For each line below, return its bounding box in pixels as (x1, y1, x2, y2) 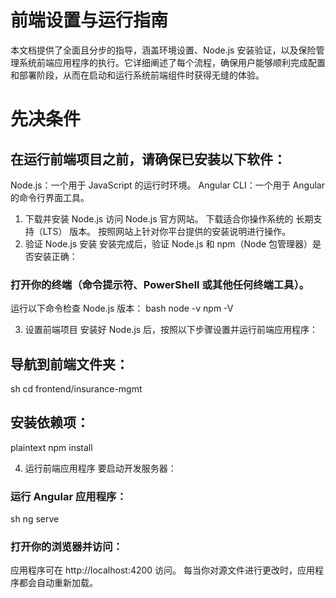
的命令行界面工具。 (10, 191, 90, 203)
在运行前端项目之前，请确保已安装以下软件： (10, 151, 287, 168)
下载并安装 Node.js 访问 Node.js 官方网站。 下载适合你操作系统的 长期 (24, 212, 314, 225)
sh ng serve (10, 513, 60, 525)
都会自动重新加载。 (18, 577, 98, 589)
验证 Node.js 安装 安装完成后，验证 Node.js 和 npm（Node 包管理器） (24, 237, 313, 250)
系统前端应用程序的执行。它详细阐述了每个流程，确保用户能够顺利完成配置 (18, 56, 326, 68)
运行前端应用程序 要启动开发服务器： (24, 462, 177, 474)
